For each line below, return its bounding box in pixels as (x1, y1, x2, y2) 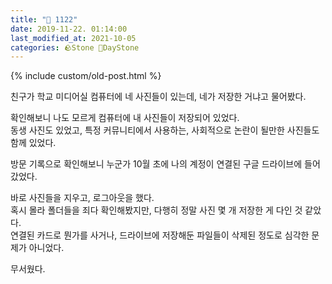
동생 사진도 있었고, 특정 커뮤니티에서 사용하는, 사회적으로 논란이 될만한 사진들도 (10, 124, 320, 136)
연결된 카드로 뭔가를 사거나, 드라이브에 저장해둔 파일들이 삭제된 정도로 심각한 (10, 229, 310, 241)
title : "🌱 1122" (10, 14, 78, 25)
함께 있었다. (10, 137, 57, 149)
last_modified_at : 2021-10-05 (10, 33, 137, 43)
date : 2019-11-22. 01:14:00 (10, 24, 128, 34)
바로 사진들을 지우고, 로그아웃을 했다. (10, 192, 155, 204)
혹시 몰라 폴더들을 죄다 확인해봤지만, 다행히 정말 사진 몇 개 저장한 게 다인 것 (10, 204, 303, 216)
